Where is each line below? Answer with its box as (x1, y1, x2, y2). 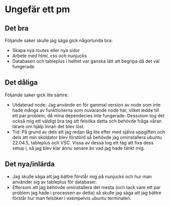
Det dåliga (5, 78, 38, 87)
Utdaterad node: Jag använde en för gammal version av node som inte (12, 101, 161, 108)
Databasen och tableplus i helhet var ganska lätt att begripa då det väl (12, 58, 160, 64)
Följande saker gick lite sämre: (5, 92, 69, 98)
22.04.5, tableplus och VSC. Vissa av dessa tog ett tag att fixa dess (12, 139, 154, 146)
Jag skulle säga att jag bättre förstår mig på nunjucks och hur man (12, 173, 152, 179)
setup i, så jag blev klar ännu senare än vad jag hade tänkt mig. (12, 145, 145, 151)
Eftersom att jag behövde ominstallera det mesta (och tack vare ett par (12, 184, 161, 190)
